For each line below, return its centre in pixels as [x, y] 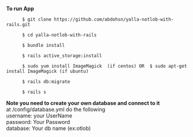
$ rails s [34, 92]
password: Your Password [38, 122]
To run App [20, 9]
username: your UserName [39, 116]
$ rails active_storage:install [62, 56]
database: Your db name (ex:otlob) [48, 128]
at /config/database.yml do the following [56, 109]
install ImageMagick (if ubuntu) [48, 71]
